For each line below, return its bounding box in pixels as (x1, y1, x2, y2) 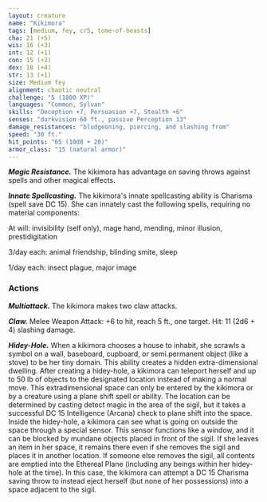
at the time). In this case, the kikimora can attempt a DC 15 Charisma (24, 468, 249, 477)
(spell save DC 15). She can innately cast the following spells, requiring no (8, 200, 251, 209)
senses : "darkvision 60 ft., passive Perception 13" (8, 116, 187, 124)
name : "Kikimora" (8, 19, 66, 27)
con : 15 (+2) (8, 57, 52, 65)
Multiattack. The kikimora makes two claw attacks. (8, 301, 178, 310)
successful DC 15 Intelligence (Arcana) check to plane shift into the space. (8, 408, 253, 417)
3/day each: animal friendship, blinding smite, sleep (8, 247, 178, 257)
